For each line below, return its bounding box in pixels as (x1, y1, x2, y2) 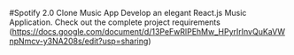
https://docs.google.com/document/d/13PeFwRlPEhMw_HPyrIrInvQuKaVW (12, 27, 286, 36)
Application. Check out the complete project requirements (9, 17, 221, 27)
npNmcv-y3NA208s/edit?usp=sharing (9, 35, 149, 46)
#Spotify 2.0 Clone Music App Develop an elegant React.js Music (9, 8, 247, 18)
